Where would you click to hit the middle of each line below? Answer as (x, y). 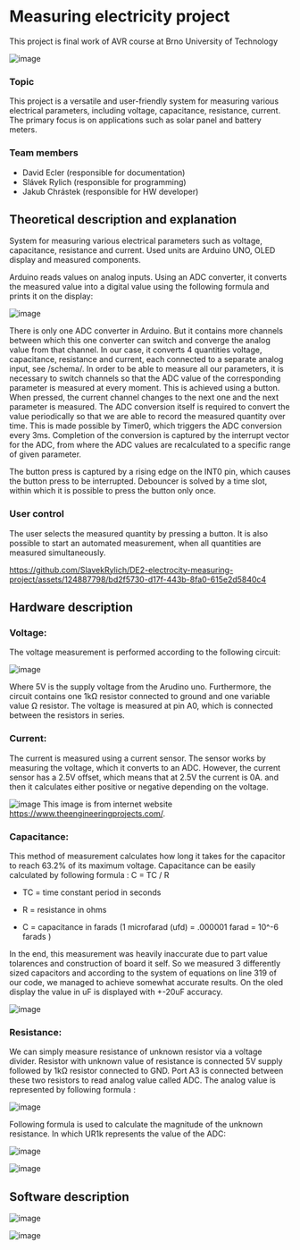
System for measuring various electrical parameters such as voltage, (136, 241)
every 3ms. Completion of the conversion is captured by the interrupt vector (150, 435)
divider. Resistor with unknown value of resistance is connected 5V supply (146, 1061)
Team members (44, 153)
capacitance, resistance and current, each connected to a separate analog (146, 359)
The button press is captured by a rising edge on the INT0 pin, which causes (150, 472)
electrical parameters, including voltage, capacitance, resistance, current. (145, 111)
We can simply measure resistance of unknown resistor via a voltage (136, 1052)
